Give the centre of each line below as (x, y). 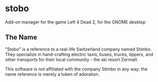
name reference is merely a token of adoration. (52, 74)
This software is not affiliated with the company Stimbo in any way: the (76, 69)
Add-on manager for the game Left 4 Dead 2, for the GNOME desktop (75, 22)
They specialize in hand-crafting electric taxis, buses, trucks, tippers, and (79, 54)
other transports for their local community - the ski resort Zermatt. (72, 60)
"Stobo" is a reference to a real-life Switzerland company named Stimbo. (79, 49)
